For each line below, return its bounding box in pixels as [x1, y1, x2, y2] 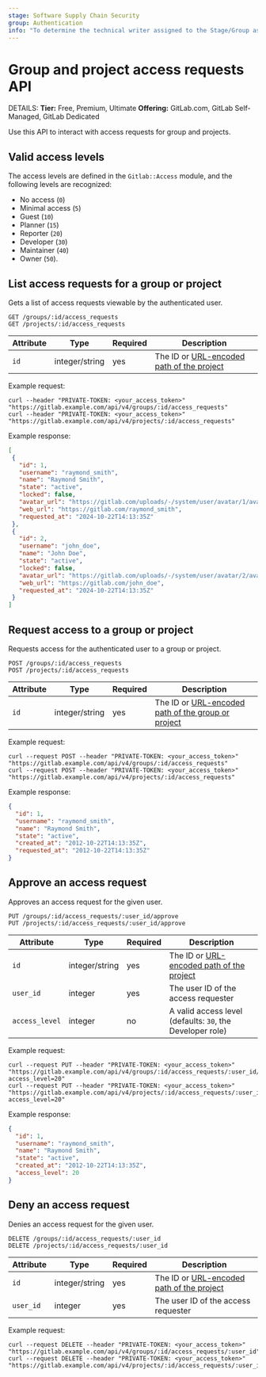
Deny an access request [8, 1198, 130, 1212]
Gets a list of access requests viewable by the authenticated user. [8, 298, 223, 307]
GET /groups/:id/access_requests [8, 313, 119, 321]
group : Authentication [8, 19, 83, 27]
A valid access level [169, 1005, 243, 1017]
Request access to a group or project [8, 623, 194, 636]
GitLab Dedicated [42, 112, 101, 121]
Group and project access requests [8, 60, 245, 78]
